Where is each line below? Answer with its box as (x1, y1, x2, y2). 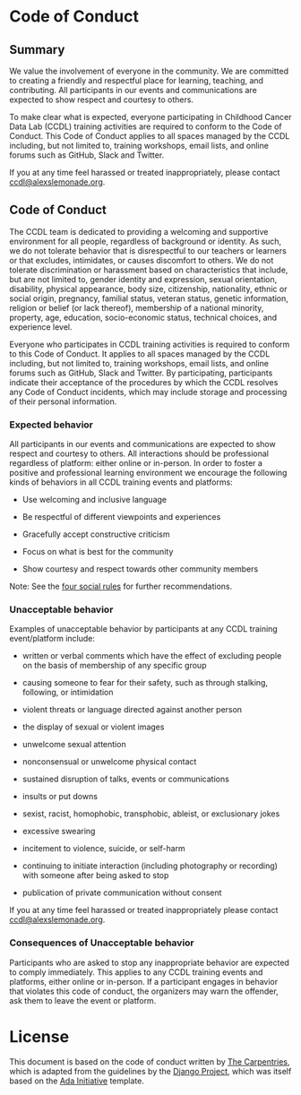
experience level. (9, 321, 73, 332)
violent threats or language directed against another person (21, 704, 243, 715)
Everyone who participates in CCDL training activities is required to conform (9, 339, 290, 349)
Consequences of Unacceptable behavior (9, 936, 194, 949)
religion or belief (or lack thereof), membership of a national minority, (9, 302, 264, 313)
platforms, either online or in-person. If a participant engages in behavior (9, 976, 279, 987)
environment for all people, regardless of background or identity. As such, (9, 236, 282, 246)
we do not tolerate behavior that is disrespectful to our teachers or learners (9, 245, 287, 256)
